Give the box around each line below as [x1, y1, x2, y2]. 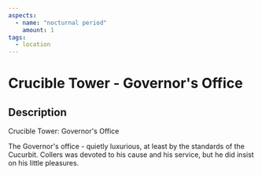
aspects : [8, 11, 37, 20]
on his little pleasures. [8, 159, 79, 168]
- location [15, 41, 51, 49]
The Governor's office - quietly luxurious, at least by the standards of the [8, 142, 245, 151]
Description [8, 105, 67, 118]
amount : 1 [22, 26, 55, 34]
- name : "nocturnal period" [15, 19, 108, 27]
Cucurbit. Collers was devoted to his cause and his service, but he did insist [8, 150, 254, 159]
